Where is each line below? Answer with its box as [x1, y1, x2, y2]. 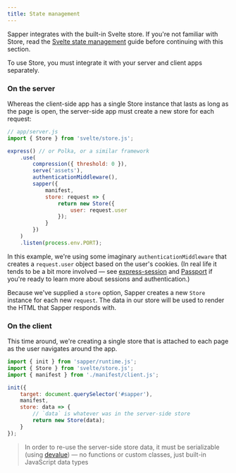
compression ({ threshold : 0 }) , [32, 160, 128, 168]
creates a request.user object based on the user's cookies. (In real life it [7, 259, 217, 268]
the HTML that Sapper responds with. [7, 303, 116, 311]
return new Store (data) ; [32, 417, 106, 424]
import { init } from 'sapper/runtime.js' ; [7, 358, 137, 366]
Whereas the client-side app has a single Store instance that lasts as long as [7, 100, 229, 108]
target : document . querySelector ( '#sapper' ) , [20, 390, 153, 397]
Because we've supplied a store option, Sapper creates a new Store [7, 288, 206, 297]
